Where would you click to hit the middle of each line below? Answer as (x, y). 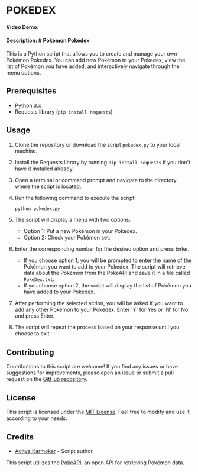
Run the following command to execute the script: (75, 198)
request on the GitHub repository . (47, 379)
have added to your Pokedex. (59, 292)
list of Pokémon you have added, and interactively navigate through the (93, 66)
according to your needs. (37, 418)
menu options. (24, 72)
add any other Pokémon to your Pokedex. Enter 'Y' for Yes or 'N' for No (101, 310)
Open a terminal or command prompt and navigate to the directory (95, 180)
